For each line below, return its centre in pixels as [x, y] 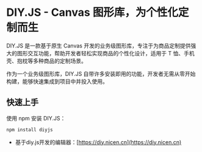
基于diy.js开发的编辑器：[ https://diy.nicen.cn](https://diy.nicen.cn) [98, 142]
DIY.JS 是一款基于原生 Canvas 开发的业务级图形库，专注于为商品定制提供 [99, 46]
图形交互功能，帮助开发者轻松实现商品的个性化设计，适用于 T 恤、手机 [106, 53]
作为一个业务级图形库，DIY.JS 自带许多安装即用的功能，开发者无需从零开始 [101, 74]
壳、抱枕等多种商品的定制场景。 [46, 61]
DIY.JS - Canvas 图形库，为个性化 [92, 12]
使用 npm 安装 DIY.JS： [36, 118]
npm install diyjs [30, 130]
